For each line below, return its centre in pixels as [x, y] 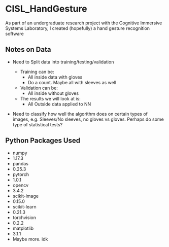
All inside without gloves [53, 93]
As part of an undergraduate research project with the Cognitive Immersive [84, 23]
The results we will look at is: [50, 98]
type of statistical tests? [38, 124]
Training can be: [37, 72]
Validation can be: [39, 88]
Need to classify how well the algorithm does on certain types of [80, 114]
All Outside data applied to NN [59, 104]
